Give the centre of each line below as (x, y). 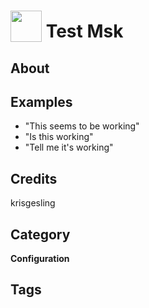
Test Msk (84, 31)
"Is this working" (59, 137)
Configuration (40, 259)
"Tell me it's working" (69, 147)
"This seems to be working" (82, 126)
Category (40, 234)
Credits (34, 178)
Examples (41, 101)
